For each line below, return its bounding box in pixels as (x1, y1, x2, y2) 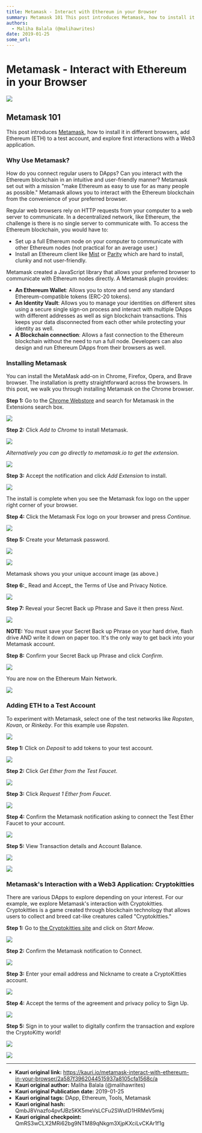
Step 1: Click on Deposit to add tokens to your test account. (6, 744, 153, 751)
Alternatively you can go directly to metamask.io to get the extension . (6, 449, 179, 457)
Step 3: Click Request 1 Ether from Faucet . (6, 790, 112, 797)
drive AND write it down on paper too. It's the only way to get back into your (6, 634, 195, 641)
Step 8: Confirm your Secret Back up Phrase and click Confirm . (6, 652, 164, 659)
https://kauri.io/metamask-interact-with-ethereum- (63, 1068, 189, 1076)
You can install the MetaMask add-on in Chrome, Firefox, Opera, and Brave (6, 373, 192, 380)
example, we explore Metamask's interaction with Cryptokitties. (6, 900, 164, 907)
